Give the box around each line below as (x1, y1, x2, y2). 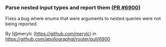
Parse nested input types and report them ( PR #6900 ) (5, 4, 141, 11)
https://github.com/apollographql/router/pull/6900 (5, 36, 111, 42)
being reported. (5, 21, 38, 27)
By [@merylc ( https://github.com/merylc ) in (5, 31, 96, 37)
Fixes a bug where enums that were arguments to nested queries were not (5, 16, 161, 22)
